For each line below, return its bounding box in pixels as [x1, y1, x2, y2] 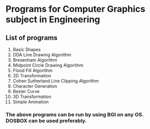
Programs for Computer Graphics [5, 3, 146, 15]
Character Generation [12, 83, 57, 89]
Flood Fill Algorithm [12, 67, 53, 73]
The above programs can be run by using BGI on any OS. [5, 111, 144, 118]
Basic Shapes [12, 47, 41, 52]
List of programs [5, 33, 58, 42]
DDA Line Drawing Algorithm [12, 52, 71, 58]
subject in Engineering [5, 14, 100, 25]
